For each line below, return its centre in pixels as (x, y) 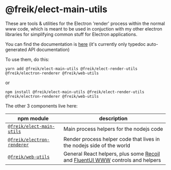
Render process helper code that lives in (112, 139)
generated (16, 49)
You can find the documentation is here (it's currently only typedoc (76, 44)
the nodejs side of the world (97, 145)
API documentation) (49, 49)
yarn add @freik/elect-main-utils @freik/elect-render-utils (72, 69)
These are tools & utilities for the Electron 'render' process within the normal (85, 23)
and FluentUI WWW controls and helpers (112, 160)
